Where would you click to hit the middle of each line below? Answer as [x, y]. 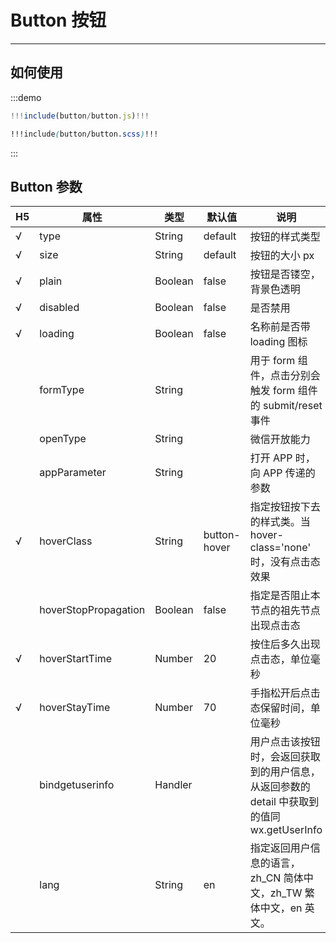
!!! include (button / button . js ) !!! [80, 116]
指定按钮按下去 [285, 507]
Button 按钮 [58, 20]
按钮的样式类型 [285, 237]
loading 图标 [278, 342]
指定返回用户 [280, 848]
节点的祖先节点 [285, 611]
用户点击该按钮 [285, 742]
